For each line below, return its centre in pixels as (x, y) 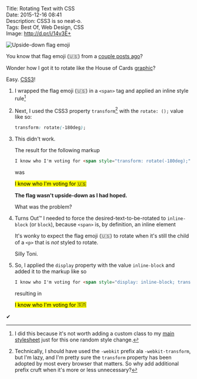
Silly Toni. (26, 254)
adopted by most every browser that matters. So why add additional (96, 363)
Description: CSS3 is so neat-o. (44, 21)
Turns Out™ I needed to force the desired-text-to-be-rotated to (90, 218)
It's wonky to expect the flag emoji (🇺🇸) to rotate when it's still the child (102, 236)
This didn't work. (35, 139)
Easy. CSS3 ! (21, 79)
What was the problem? (43, 207)
